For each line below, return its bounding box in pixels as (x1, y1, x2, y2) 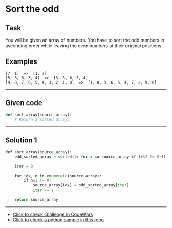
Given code (5, 98, 42, 108)
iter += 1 (32, 188, 54, 193)
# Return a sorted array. (14, 117, 70, 122)
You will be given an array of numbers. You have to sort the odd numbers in (5, 37, 165, 43)
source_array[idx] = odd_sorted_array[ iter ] (32, 183, 130, 188)
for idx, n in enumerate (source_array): (14, 173, 102, 178)
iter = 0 (14, 163, 33, 169)
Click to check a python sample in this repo (12, 216, 104, 223)
